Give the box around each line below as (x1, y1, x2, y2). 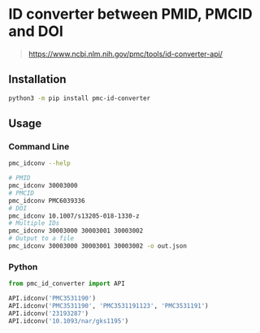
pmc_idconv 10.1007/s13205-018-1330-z (8, 212, 140, 220)
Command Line (8, 141, 70, 152)
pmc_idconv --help (8, 159, 71, 167)
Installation (8, 72, 67, 86)
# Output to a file (8, 235, 75, 243)
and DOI (8, 22, 63, 41)
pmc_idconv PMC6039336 (8, 197, 85, 205)
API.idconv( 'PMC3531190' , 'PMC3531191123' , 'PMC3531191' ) (8, 301, 209, 309)
